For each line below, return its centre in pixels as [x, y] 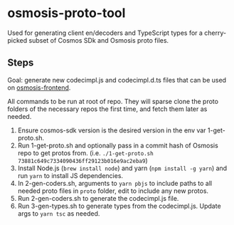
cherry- [215, 33]
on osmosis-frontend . [39, 88]
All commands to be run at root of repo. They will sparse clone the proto [113, 101]
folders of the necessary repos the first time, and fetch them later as [107, 109]
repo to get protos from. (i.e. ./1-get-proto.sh [86, 153]
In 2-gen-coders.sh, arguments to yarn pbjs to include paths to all [115, 183]
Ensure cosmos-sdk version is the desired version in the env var [112, 130]
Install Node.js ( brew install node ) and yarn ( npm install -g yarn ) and [122, 168]
